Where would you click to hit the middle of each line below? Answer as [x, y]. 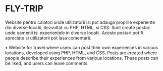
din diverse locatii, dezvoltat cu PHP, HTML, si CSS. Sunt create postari [78, 27]
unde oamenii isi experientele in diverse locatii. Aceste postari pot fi [74, 33]
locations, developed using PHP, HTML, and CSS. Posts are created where [81, 53]
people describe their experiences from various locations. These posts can [82, 58]
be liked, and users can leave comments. [47, 63]
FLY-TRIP [24, 9]
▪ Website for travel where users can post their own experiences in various [81, 47]
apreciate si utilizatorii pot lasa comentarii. [48, 38]
